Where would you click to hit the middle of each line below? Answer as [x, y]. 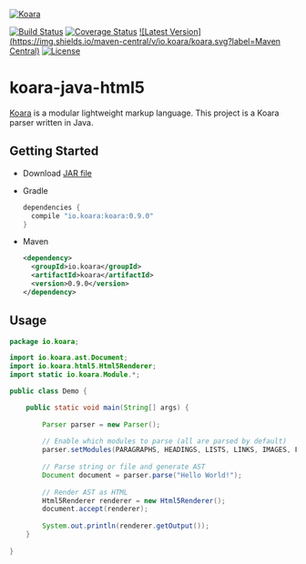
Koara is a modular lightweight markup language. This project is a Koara [144, 113]
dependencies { [51, 207]
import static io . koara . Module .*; [75, 375]
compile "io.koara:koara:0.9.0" [92, 216]
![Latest [154, 31]
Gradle [35, 190]
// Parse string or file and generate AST [124, 467]
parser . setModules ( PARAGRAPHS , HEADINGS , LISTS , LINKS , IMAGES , [167, 450]
